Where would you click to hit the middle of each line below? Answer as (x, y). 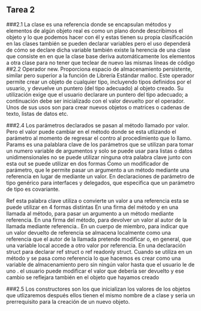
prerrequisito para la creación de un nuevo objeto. (68, 301)
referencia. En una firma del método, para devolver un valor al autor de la (97, 220)
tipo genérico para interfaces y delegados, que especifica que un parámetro (100, 183)
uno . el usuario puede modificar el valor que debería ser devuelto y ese (95, 271)
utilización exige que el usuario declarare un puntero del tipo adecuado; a (97, 94)
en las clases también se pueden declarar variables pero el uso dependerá (98, 43)
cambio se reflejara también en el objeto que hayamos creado (83, 277)
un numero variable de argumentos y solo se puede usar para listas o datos (100, 151)
